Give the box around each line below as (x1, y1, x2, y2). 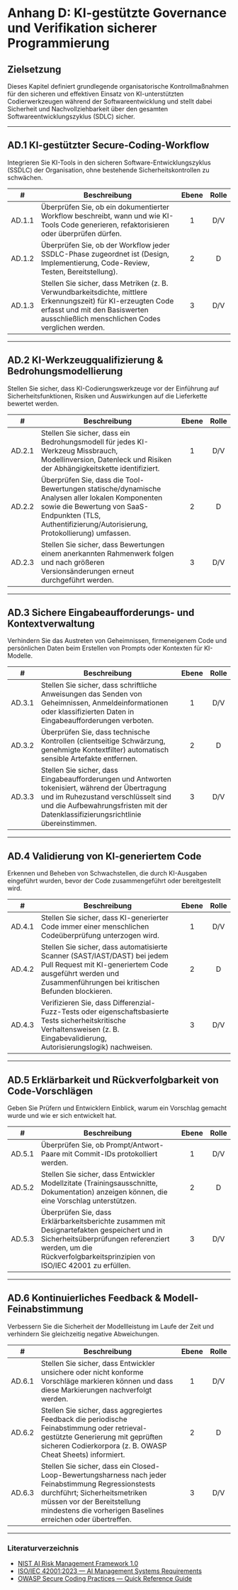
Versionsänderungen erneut (40, 566, 135, 576)
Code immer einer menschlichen (40, 922, 149, 931)
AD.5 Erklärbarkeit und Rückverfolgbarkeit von (7, 1074, 220, 1086)
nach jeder (130, 1469, 167, 1479)
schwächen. (7, 173, 43, 181)
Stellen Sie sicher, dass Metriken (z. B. (40, 278, 169, 288)
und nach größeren (40, 557, 105, 567)
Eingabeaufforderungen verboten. (40, 716, 154, 726)
